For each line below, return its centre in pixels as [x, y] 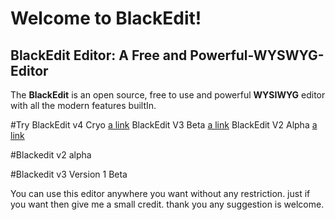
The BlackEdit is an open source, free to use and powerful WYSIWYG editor [168, 95]
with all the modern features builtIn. [83, 105]
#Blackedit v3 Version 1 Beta [69, 174]
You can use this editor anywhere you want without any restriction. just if [160, 193]
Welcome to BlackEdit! [106, 18]
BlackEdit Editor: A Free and [99, 55]
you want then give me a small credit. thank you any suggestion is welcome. [167, 204]
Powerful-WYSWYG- [257, 55]
